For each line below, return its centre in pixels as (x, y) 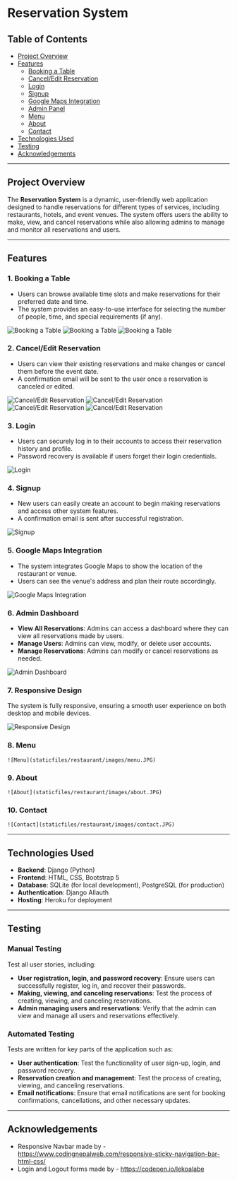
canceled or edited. (46, 386)
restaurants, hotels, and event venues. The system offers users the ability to (118, 214)
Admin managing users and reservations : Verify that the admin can (117, 1008)
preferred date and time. (53, 301)
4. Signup (24, 488)
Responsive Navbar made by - (62, 1146)
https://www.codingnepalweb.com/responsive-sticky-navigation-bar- (119, 1154)
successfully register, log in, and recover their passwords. (102, 985)
